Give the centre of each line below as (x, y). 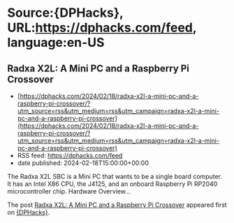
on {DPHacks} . (29, 212)
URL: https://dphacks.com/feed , (102, 28)
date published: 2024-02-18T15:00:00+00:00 (83, 163)
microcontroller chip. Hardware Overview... (69, 191)
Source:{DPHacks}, (65, 13)
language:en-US (56, 43)
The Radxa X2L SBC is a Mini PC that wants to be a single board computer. (115, 177)
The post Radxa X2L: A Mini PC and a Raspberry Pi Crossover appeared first (117, 205)
